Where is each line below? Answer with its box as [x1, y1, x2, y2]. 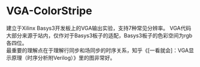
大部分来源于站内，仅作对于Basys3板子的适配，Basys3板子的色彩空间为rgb [6, 31, 193, 39]
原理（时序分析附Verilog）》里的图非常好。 [11, 54, 116, 61]
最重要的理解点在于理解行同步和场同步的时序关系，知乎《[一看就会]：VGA [6, 46, 189, 54]
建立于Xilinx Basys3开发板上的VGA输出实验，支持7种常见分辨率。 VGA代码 [6, 24, 192, 31]
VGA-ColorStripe [6, 4, 93, 18]
